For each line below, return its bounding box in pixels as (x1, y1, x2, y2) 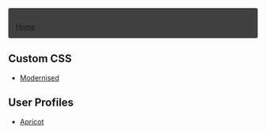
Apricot (19, 117, 44, 126)
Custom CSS (8, 52, 72, 65)
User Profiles (8, 96, 74, 110)
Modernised (19, 73, 59, 82)
